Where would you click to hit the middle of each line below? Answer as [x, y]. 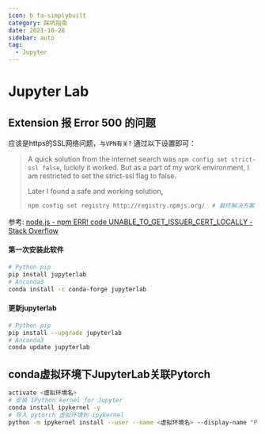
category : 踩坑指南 [38, 23]
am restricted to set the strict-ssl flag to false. [102, 176]
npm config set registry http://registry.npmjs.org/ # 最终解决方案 [141, 206]
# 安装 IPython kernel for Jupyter [66, 400]
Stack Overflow [34, 230]
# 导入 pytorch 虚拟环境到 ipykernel [66, 415]
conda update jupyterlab [49, 348]
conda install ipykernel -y [55, 407]
